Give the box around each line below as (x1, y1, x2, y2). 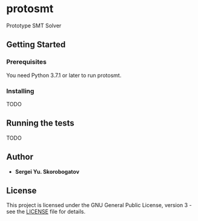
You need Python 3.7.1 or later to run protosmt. (6, 72, 122, 79)
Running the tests (6, 118, 74, 129)
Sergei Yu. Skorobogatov (15, 168, 80, 175)
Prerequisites (6, 58, 47, 66)
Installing (6, 87, 35, 95)
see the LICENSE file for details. (6, 208, 86, 216)
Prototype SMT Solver (6, 22, 62, 29)
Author (6, 152, 33, 162)
